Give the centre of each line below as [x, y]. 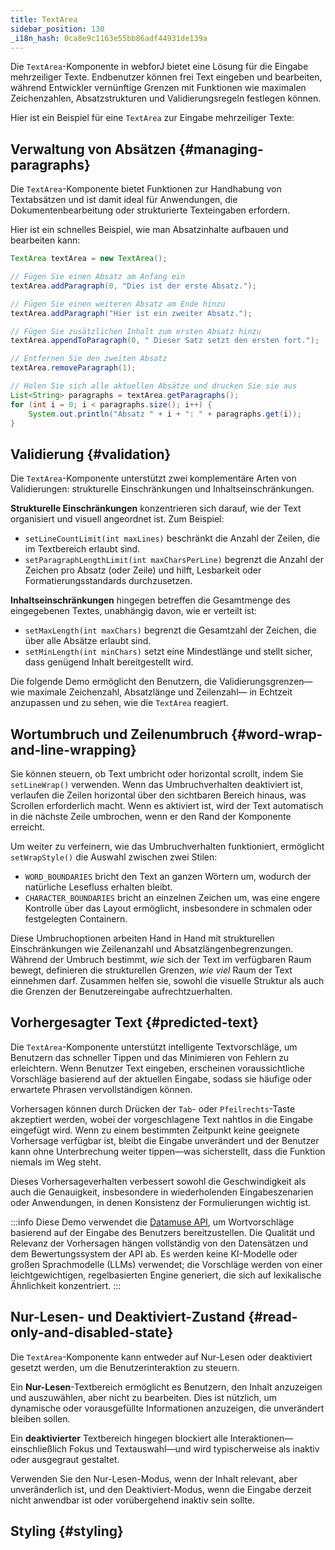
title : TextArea [44, 19]
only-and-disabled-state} [92, 1332]
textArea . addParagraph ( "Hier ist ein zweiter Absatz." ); [131, 313]
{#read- [273, 1317]
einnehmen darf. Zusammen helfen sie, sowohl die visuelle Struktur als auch [167, 981]
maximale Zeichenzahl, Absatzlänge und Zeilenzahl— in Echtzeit [159, 692]
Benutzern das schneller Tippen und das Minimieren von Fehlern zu [150, 1057]
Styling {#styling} [67, 1531]
